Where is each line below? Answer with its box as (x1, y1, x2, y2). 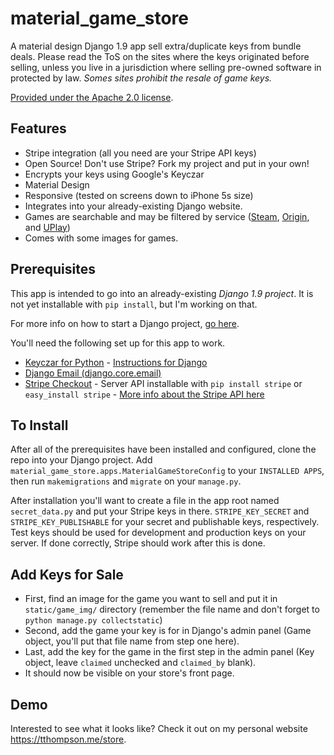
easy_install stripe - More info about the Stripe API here (24, 388, 265, 400)
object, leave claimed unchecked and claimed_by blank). (24, 657, 257, 669)
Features (10, 120, 67, 137)
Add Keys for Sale (10, 566, 124, 583)
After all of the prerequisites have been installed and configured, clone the (10, 443, 317, 456)
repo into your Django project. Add (10, 454, 153, 466)
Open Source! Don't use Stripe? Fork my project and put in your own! (24, 157, 310, 169)
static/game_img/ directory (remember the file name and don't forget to (24, 603, 320, 616)
